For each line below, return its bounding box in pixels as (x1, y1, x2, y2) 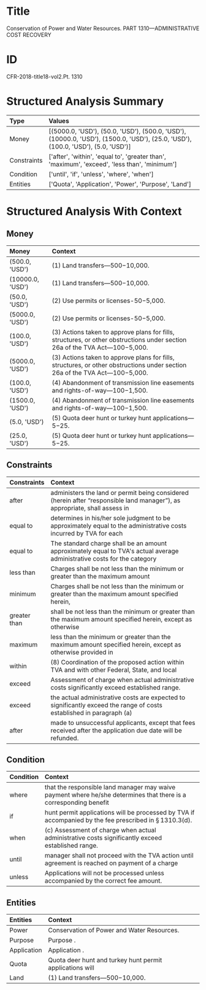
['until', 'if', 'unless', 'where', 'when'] (48, 170, 154, 178)
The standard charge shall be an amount (50, 539, 167, 547)
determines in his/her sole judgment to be (50, 513, 170, 522)
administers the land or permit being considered (50, 488, 189, 497)
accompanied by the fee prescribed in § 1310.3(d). (45, 816, 193, 824)
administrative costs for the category (50, 554, 157, 562)
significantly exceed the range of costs (50, 700, 162, 709)
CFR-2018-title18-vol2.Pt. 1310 (6, 72, 83, 80)
